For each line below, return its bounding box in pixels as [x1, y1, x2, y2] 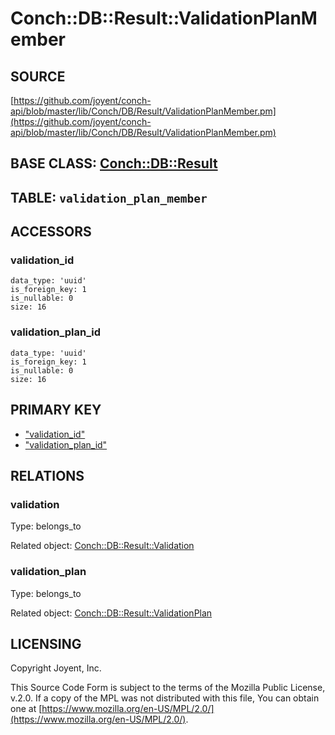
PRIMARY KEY [10, 402, 102, 419]
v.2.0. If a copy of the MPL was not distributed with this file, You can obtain [10, 692, 320, 704]
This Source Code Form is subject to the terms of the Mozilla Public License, [10, 682, 326, 694]
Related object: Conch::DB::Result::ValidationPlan [10, 607, 213, 619]
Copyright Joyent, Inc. [10, 662, 102, 674]
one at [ [10, 703, 43, 715]
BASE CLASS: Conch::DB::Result [10, 155, 218, 172]
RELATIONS [10, 467, 85, 484]
